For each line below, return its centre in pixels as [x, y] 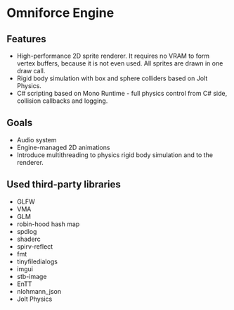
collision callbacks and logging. [62, 101]
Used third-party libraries [64, 185]
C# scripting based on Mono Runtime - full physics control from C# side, [122, 93]
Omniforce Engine [60, 13]
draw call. [31, 71]
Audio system [37, 139]
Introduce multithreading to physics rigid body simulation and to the [115, 155]
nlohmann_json [39, 291]
